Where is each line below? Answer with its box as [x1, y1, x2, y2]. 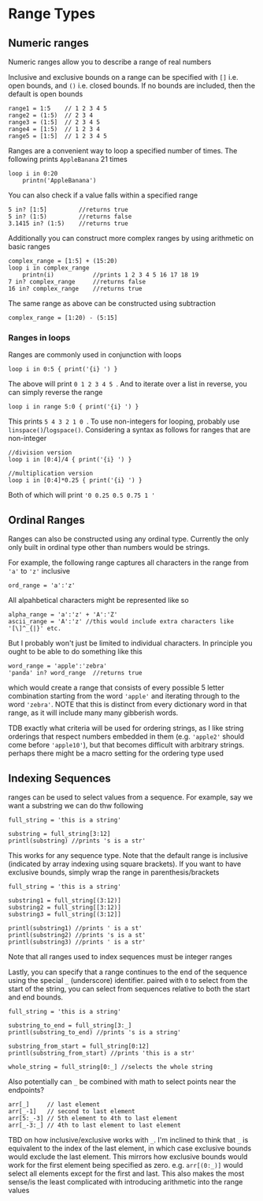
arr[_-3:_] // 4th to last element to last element [8, 1121, 181, 1129]
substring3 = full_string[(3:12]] [8, 910, 122, 918]
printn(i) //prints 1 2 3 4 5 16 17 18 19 [22, 271, 199, 279]
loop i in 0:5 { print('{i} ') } [8, 365, 118, 374]
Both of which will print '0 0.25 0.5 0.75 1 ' [8, 491, 156, 500]
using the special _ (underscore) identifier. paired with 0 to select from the [8, 975, 248, 985]
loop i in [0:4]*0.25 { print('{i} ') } [8, 476, 143, 484]
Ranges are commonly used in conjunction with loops [8, 350, 182, 360]
